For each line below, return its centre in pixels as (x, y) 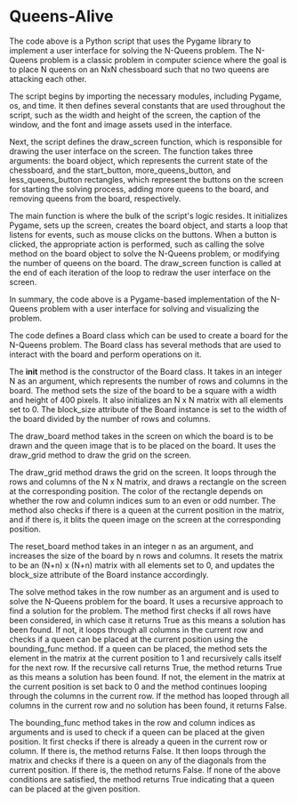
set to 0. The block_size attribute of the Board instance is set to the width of (148, 409)
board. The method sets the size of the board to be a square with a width (143, 390)
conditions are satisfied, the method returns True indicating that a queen (142, 779)
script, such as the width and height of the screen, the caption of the (135, 115)
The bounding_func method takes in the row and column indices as (133, 722)
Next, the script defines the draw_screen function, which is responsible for (146, 142)
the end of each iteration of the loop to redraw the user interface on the (140, 272)
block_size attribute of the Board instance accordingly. (109, 574)
